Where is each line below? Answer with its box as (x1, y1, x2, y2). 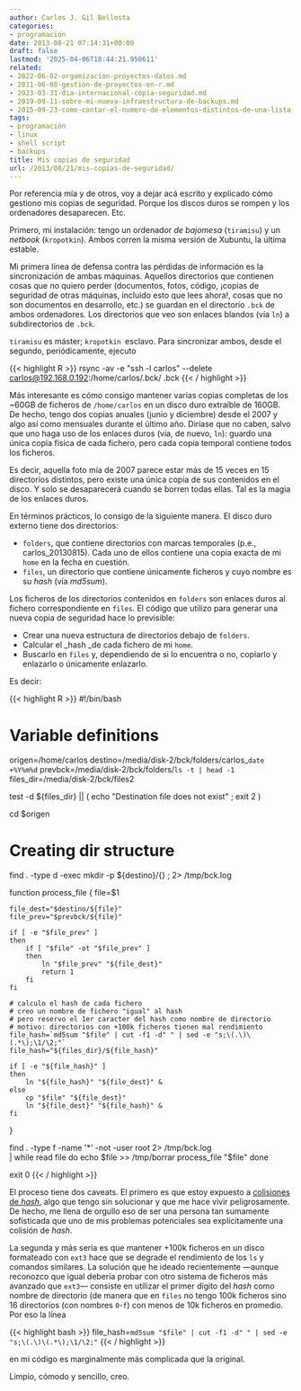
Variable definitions (9, 725, 159, 745)
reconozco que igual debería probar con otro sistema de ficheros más (9, 1271, 268, 1282)
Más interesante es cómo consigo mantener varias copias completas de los (9, 390, 289, 401)
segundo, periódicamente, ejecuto (9, 345, 137, 356)
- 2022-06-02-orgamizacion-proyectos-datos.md (9, 72, 187, 81)
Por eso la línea (9, 1309, 66, 1320)
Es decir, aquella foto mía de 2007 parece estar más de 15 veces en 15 (9, 465, 270, 476)
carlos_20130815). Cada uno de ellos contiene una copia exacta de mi (22, 548, 281, 558)
